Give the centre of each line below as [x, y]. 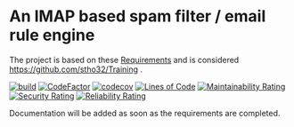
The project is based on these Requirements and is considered [124, 60]
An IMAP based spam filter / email [138, 16]
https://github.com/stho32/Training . [76, 69]
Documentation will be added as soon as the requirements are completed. [145, 113]
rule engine [52, 35]
